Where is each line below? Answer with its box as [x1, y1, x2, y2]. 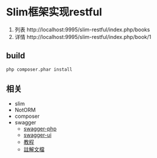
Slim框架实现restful [6, 5, 102, 19]
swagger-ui [23, 131, 52, 139]
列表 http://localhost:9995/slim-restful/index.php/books [14, 26, 151, 33]
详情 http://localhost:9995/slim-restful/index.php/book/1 [14, 33, 152, 40]
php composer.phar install [6, 66, 73, 73]
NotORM [14, 106, 36, 113]
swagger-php [23, 125, 57, 132]
